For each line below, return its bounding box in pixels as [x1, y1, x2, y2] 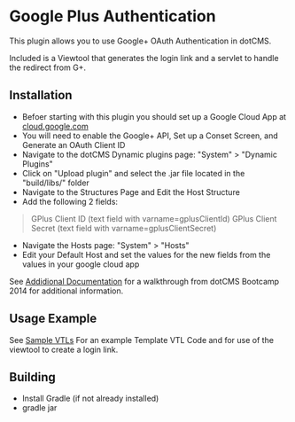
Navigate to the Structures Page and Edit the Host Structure [21, 186, 241, 197]
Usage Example [9, 311, 97, 326]
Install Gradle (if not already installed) [21, 393, 159, 404]
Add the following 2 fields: [21, 196, 118, 207]
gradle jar [21, 402, 58, 413]
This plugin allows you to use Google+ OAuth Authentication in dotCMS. [9, 35, 272, 46]
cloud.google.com [21, 121, 89, 131]
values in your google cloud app [21, 259, 140, 270]
